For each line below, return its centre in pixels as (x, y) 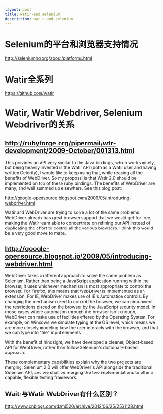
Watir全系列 (29, 79)
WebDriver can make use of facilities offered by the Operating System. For (80, 317)
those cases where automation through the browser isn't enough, (71, 312)
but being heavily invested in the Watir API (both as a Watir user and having (81, 168)
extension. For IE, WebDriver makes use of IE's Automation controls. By (77, 296)
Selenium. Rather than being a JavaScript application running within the (77, 281)
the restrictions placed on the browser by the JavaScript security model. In (80, 307)
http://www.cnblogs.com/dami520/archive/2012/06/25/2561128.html (74, 406)
